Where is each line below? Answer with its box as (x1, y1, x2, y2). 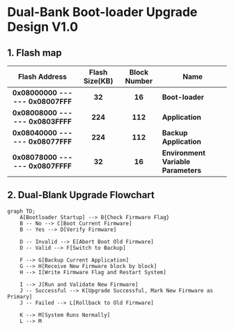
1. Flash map (7, 47, 63, 59)
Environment (162, 148, 205, 158)
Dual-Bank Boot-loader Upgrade (7, 4, 198, 20)
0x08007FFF (28, 97, 72, 106)
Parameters (162, 165, 202, 175)
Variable (162, 157, 191, 166)
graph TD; (7, 207, 36, 215)
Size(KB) (83, 76, 114, 86)
